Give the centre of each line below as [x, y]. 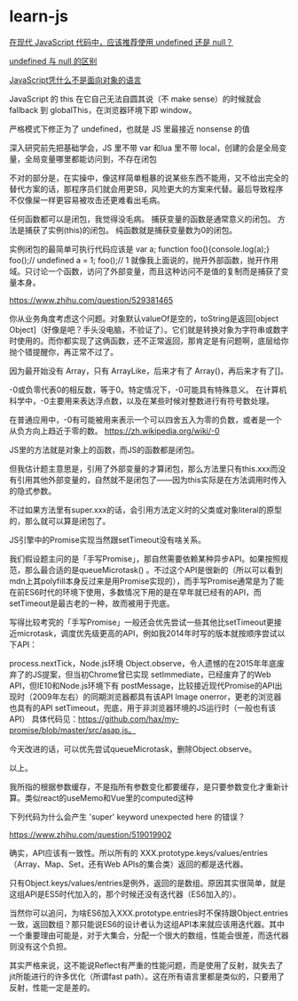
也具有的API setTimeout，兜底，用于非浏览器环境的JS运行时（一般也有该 [143, 707]
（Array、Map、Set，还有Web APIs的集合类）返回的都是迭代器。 [129, 864]
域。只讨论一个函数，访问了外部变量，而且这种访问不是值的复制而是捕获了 [145, 271]
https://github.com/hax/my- [129, 719]
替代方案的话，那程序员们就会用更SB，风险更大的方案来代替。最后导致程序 [146, 189]
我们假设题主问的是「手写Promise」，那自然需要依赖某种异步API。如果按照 [145, 559]
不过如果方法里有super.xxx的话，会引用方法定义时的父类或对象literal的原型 [145, 510]
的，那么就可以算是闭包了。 [60, 521]
